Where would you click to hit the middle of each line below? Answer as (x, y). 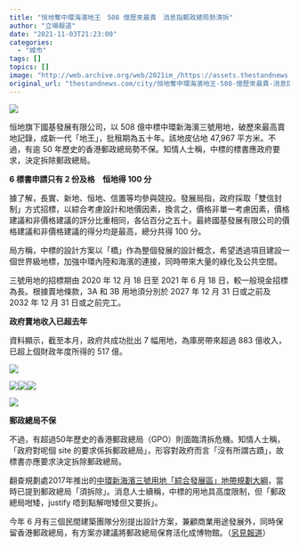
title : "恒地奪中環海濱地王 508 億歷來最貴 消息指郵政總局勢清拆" (121, 17)
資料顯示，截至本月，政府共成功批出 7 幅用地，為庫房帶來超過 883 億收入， (148, 340)
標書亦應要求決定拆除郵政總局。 (68, 461)
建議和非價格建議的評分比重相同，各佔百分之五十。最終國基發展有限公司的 (145, 220)
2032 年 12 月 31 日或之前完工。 (68, 302)
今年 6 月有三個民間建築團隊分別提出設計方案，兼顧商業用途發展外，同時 (142, 521)
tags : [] (25, 59)
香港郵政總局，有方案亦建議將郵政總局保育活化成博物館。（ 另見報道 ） (143, 532)
